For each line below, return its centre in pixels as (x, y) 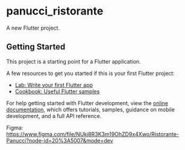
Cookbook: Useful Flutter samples (57, 91)
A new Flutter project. (33, 28)
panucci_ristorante (55, 11)
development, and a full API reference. (54, 116)
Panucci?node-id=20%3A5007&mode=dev (60, 140)
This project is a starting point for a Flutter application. (74, 61)
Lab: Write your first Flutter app (54, 85)
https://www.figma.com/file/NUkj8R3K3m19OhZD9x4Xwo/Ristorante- (93, 134)
